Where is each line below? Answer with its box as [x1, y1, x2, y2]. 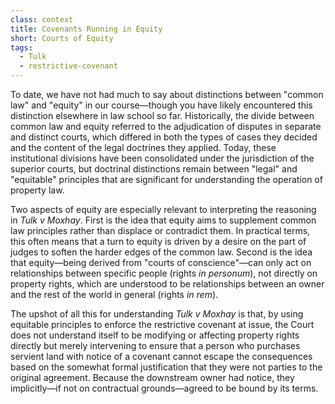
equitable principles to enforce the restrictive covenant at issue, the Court [10, 319, 315, 330]
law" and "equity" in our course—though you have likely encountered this [10, 99, 313, 111]
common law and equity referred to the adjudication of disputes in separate [10, 121, 322, 132]
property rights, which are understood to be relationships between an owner [10, 278, 325, 290]
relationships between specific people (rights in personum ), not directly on [10, 267, 318, 279]
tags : [10, 42, 33, 53]
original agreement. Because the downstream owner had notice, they [10, 372, 295, 383]
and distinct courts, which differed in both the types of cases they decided [10, 131, 318, 143]
